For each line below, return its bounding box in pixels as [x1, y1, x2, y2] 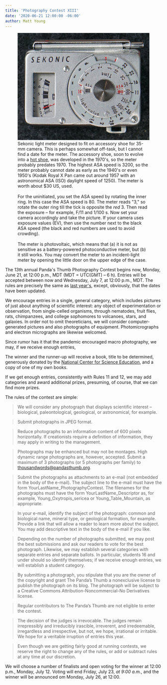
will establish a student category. [17, 562, 85, 568]
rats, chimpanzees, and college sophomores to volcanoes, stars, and [5, 313, 147, 319]
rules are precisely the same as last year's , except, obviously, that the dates [5, 282, 161, 288]
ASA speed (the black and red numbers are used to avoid [17, 225, 135, 231]
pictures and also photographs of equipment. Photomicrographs [27, 324, 159, 330]
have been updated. [5, 288, 46, 294]
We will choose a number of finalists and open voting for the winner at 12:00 [5, 663, 162, 669]
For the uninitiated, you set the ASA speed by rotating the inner [17, 193, 147, 199]
